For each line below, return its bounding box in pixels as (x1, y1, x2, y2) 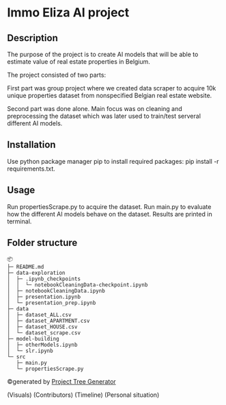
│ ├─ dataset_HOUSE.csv (7, 323, 78, 330)
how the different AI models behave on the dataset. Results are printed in (7, 210, 213, 218)
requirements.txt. (7, 164, 56, 173)
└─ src (7, 354, 26, 360)
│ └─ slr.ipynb (7, 347, 53, 354)
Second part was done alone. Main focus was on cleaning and (7, 105, 182, 112)
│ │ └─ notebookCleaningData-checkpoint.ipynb (7, 282, 148, 289)
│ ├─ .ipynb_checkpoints (7, 275, 81, 282)
